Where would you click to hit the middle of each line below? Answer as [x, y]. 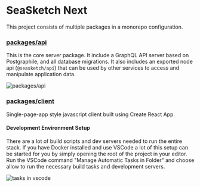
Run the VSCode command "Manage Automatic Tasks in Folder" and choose [100, 160]
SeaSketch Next [47, 10]
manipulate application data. [41, 74]
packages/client [30, 101]
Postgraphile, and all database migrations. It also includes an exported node [99, 62]
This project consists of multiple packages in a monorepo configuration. [95, 27]
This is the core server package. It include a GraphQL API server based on [98, 55]
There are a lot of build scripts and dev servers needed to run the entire [94, 141]
